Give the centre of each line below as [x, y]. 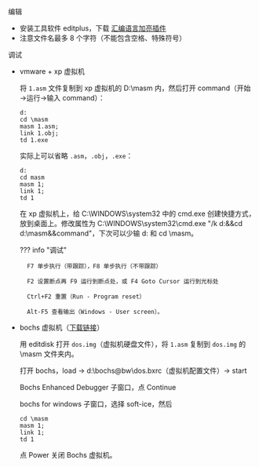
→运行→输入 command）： [62, 98]
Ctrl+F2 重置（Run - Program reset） [86, 297]
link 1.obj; [39, 133]
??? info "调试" [43, 250]
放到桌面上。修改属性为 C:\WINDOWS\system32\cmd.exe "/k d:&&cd [131, 223]
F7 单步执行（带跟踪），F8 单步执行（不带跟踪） [95, 266]
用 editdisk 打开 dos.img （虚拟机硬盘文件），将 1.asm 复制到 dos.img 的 [133, 344]
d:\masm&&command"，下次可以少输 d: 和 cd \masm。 [109, 233]
